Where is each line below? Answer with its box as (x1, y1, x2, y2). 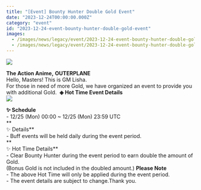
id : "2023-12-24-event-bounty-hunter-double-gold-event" (6, 25, 151, 32)
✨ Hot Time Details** (6, 145, 59, 152)
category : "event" (6, 20, 52, 26)
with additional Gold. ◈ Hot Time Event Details (6, 88, 123, 96)
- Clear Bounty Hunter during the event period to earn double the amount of (6, 152, 193, 159)
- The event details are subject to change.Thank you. (6, 177, 136, 184)
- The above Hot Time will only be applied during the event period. (6, 171, 170, 178)
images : (6, 31, 26, 37)
